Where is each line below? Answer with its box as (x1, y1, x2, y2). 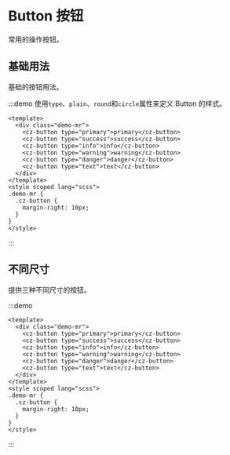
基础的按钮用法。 (8, 82, 64, 91)
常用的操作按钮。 (8, 35, 64, 44)
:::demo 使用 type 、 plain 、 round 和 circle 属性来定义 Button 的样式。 (8, 99, 226, 108)
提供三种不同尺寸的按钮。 (8, 285, 91, 294)
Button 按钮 (8, 7, 84, 25)
